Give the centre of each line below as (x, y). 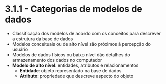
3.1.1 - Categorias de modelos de (74, 9)
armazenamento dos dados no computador (57, 60)
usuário (20, 49)
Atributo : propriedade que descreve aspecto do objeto (76, 76)
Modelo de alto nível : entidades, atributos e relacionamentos (75, 65)
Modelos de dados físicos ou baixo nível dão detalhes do (71, 55)
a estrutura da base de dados (43, 39)
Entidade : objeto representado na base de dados (70, 70)
